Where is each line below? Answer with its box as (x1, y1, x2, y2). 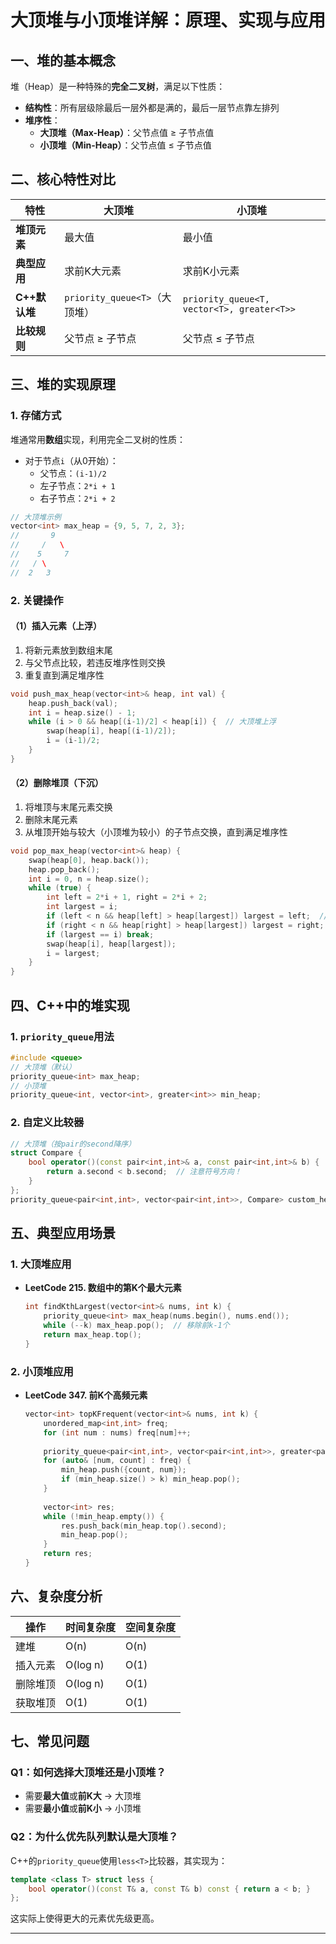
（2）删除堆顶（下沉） (10, 777, 104, 789)
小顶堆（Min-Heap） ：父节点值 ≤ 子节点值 (39, 139, 212, 151)
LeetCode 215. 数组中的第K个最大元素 (24, 1282, 182, 1294)
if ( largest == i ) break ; (46, 929, 155, 940)
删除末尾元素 (24, 813, 78, 825)
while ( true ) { (28, 883, 92, 893)
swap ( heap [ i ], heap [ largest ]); (46, 939, 177, 949)
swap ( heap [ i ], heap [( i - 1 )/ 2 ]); (46, 726, 177, 736)
